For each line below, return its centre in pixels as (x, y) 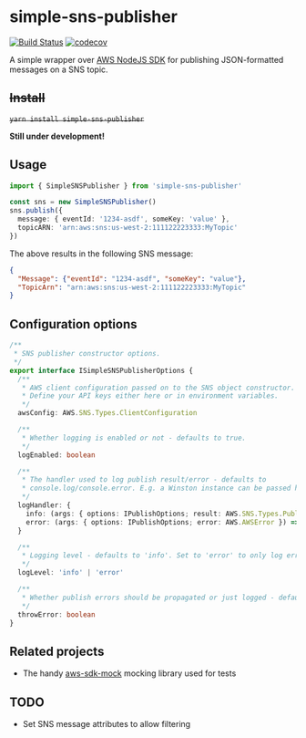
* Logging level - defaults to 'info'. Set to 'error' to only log (152, 556)
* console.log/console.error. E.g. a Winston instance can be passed (156, 489)
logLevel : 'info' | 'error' (71, 573)
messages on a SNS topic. (59, 69)
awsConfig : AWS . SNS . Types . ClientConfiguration (107, 413)
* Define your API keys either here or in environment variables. (150, 396)
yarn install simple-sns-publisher (77, 119)
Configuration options (74, 324)
